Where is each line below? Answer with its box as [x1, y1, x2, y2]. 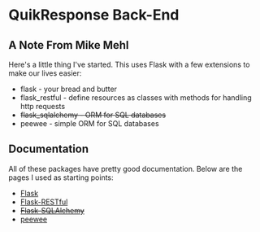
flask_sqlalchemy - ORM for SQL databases [19, 110, 167, 120]
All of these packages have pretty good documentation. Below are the [8, 164, 243, 173]
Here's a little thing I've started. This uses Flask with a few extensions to [8, 59, 250, 69]
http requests [19, 102, 66, 111]
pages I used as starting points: [8, 173, 114, 182]
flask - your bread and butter [19, 84, 118, 94]
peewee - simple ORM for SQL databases [19, 119, 160, 128]
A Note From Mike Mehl [8, 38, 129, 52]
